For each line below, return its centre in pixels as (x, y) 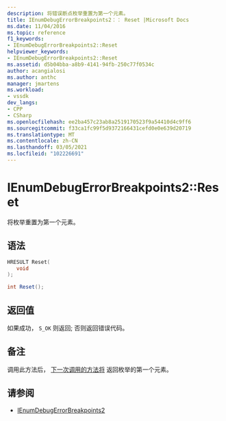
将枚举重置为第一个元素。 (43, 222)
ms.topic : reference (37, 33)
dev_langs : (23, 103)
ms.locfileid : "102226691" (46, 154)
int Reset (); (26, 287)
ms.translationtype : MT (41, 134)
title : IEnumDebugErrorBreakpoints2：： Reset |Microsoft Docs (98, 20)
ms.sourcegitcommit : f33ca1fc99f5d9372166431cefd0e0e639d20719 (99, 128)
